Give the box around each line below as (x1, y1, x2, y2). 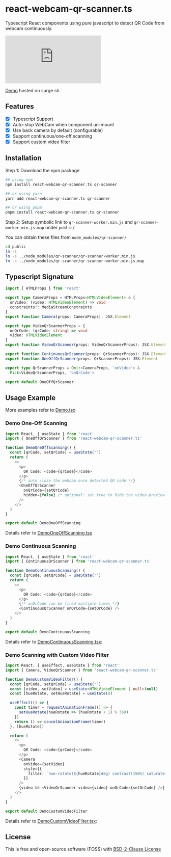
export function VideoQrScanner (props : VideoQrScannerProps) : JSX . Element (5, 342, 167, 347)
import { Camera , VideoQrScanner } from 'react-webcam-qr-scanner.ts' (5, 667, 158, 673)
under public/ (45, 225, 75, 231)
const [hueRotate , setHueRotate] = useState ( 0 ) (10, 691, 113, 696)
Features (5, 102, 34, 111)
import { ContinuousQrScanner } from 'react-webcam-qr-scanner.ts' (5, 559, 152, 564)
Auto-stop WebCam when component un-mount (12, 121, 115, 127)
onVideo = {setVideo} (23, 761, 65, 767)
